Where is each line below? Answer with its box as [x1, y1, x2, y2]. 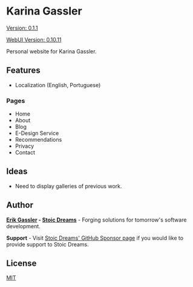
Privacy [15, 142, 34, 150]
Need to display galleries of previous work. [15, 182, 122, 190]
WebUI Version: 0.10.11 [6, 36, 62, 43]
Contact [15, 149, 35, 156]
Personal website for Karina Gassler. [6, 47, 97, 55]
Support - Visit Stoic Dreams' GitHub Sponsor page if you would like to [6, 234, 183, 242]
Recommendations [15, 136, 62, 143]
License [6, 259, 37, 269]
